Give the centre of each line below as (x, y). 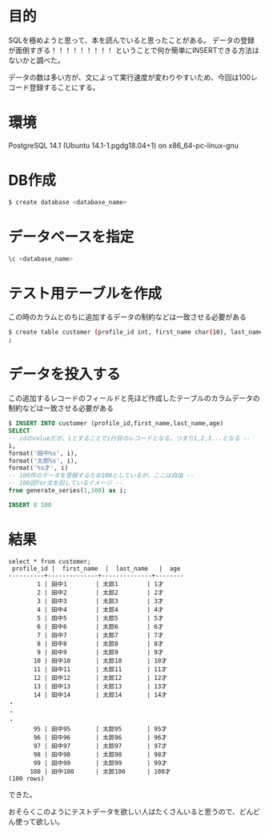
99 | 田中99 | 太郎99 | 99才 (100, 763)
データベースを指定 (71, 237)
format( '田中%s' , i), (43, 453)
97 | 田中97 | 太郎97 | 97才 (100, 746)
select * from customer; (50, 561)
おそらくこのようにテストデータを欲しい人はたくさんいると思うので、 (124, 812)
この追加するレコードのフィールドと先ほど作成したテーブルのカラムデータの (134, 399)
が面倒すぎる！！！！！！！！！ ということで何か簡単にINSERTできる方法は (134, 50)
